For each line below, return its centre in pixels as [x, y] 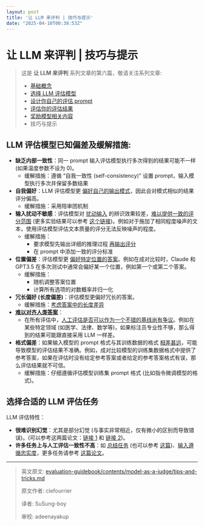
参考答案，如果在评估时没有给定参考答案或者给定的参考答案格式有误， [103, 358]
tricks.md [33, 478]
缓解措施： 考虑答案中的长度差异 [64, 305]
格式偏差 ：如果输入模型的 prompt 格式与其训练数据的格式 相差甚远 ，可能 [106, 343]
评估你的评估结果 [52, 109]
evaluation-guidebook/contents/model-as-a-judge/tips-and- [121, 471]
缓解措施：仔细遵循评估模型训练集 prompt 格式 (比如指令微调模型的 [108, 373]
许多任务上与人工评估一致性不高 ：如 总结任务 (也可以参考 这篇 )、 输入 [102, 445]
